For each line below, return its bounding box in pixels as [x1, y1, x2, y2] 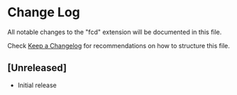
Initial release [17, 81, 57, 89]
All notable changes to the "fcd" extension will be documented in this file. [7, 28, 222, 36]
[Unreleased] [7, 62, 67, 74]
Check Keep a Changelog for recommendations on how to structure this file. [7, 41, 231, 50]
